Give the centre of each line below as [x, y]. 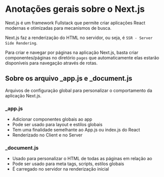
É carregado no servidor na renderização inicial [61, 169]
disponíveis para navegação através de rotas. [51, 63]
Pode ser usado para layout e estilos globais [57, 125]
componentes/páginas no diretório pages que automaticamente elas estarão [82, 57]
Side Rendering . [21, 43]
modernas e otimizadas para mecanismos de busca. [58, 28]
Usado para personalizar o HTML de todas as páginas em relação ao [82, 159]
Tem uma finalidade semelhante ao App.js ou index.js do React [76, 130]
